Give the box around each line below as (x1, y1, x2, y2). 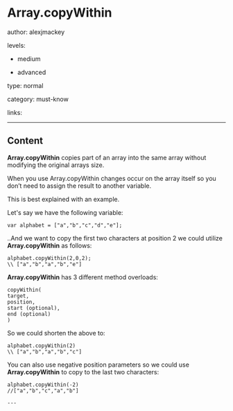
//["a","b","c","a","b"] (7, 387, 79, 394)
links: (7, 108, 23, 116)
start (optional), (7, 304, 60, 311)
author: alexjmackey (7, 28, 65, 36)
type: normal (7, 81, 44, 89)
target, (7, 292, 30, 299)
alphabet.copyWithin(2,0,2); (7, 254, 92, 261)
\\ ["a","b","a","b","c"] (7, 348, 82, 355)
